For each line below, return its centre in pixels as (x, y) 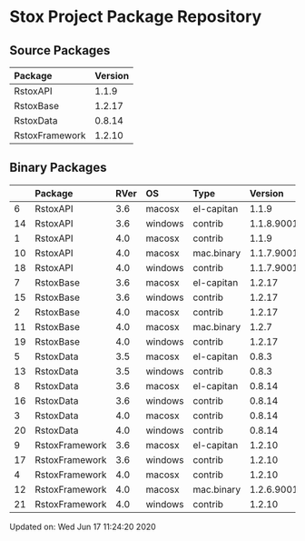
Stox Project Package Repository (136, 17)
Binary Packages (58, 168)
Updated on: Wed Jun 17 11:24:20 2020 (83, 526)
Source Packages (60, 50)
